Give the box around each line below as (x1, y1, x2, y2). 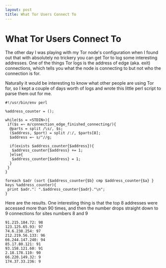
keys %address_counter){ (5, 183, 56, 188)
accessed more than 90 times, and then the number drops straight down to (5, 205, 159, 211)
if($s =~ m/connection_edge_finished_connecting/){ (7, 122, 116, 127)
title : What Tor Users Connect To (5, 12, 77, 17)
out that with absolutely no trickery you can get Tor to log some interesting (5, 55, 158, 61)
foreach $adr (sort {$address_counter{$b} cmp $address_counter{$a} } (5, 178, 154, 183)
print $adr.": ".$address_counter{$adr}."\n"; (7, 187, 106, 192)
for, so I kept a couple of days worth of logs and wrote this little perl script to (5, 85, 161, 92)
